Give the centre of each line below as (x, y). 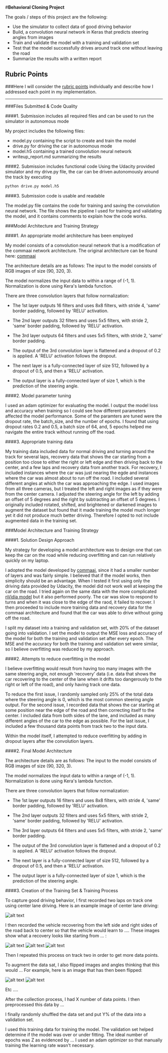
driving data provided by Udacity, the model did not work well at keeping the (84, 586)
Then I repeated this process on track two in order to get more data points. (82, 955)
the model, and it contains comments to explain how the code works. (76, 216)
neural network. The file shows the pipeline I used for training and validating (83, 210)
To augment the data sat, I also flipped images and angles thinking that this (82, 965)
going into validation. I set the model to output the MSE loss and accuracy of (84, 633)
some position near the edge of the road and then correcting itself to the (80, 710)
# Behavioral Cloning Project (35, 7)
